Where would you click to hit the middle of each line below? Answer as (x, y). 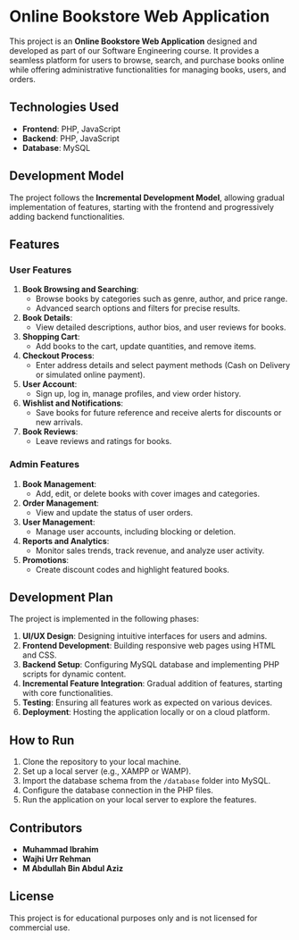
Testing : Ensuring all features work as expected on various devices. (147, 702)
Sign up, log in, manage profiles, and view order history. (138, 394)
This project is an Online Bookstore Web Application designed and (133, 41)
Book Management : (59, 483)
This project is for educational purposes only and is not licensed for (133, 918)
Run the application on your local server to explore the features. (139, 800)
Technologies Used (64, 108)
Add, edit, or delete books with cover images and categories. (148, 493)
